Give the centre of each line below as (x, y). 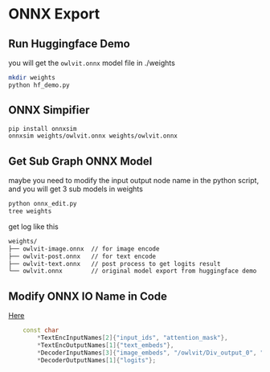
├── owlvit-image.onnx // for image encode (84, 249)
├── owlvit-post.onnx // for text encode (82, 256)
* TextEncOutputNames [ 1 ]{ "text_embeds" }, (106, 345)
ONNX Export (54, 14)
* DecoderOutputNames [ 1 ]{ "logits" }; (97, 360)
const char (41, 330)
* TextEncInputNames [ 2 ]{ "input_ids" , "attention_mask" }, (133, 337)
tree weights (30, 211)
